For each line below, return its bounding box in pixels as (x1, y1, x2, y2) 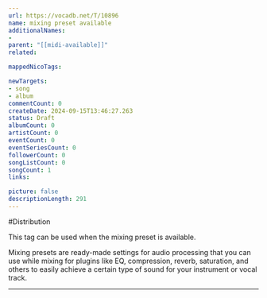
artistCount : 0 (8, 129, 59, 137)
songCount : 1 (8, 166, 52, 174)
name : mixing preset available (8, 19, 112, 27)
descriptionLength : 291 (8, 195, 87, 203)
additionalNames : (8, 26, 66, 34)
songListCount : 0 (8, 158, 66, 167)
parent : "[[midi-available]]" (8, 41, 109, 49)
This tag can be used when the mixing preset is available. (8, 232, 196, 242)
